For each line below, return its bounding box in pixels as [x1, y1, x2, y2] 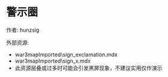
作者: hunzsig [6, 26, 40, 33]
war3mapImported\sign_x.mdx [14, 57, 91, 64]
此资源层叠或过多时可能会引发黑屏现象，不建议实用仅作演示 [14, 64, 163, 72]
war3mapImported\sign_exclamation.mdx [14, 51, 118, 58]
